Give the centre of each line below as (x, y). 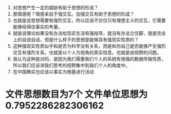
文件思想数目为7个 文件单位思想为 (77, 94)
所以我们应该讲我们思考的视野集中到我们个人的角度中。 (71, 65)
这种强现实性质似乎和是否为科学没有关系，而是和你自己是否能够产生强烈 (89, 46)
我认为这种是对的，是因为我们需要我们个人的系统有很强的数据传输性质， (89, 59)
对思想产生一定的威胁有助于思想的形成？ (55, 7)
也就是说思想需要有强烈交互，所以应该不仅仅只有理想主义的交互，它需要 (89, 20)
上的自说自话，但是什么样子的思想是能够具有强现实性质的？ (76, 40)
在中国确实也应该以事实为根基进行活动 (53, 72)
